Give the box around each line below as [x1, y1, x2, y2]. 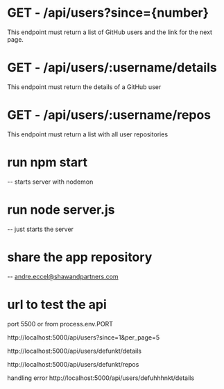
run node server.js [7, 202, 115, 217]
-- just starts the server [7, 225, 74, 233]
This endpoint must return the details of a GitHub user [7, 82, 162, 91]
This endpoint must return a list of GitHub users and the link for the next [7, 28, 213, 36]
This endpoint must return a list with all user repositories [7, 130, 169, 138]
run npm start [7, 154, 88, 170]
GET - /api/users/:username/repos [7, 107, 212, 123]
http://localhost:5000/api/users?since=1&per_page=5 [7, 333, 160, 342]
